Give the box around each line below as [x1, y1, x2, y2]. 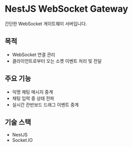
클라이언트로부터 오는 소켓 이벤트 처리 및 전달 [12, 58, 102, 64]
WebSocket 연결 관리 [12, 52, 55, 58]
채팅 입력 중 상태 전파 [12, 95, 54, 101]
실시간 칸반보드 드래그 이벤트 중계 [12, 102, 79, 108]
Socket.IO [12, 137, 33, 143]
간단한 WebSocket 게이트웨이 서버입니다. [5, 20, 87, 27]
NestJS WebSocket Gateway [5, 3, 128, 15]
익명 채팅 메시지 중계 [12, 89, 53, 95]
